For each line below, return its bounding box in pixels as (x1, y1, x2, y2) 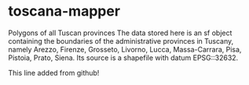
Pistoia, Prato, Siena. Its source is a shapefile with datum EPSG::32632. (8, 53, 239, 62)
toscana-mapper (8, 2, 120, 20)
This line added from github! (8, 68, 100, 77)
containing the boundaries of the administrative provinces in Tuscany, (8, 36, 234, 45)
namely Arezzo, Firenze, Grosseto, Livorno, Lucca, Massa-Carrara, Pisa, (8, 44, 242, 54)
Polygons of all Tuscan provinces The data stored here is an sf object (8, 28, 233, 37)
